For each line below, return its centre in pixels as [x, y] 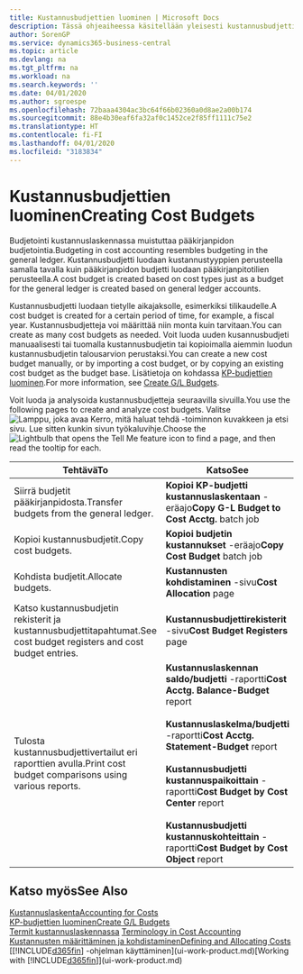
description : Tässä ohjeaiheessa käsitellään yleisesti [116, 26]
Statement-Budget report [221, 746]
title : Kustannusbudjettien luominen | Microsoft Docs [115, 18]
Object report [194, 859]
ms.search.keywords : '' [54, 85]
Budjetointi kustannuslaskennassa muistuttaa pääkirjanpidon [122, 241]
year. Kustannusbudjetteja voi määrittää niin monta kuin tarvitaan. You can [146, 324]
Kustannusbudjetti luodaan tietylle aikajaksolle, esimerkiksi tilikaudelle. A [143, 305]
